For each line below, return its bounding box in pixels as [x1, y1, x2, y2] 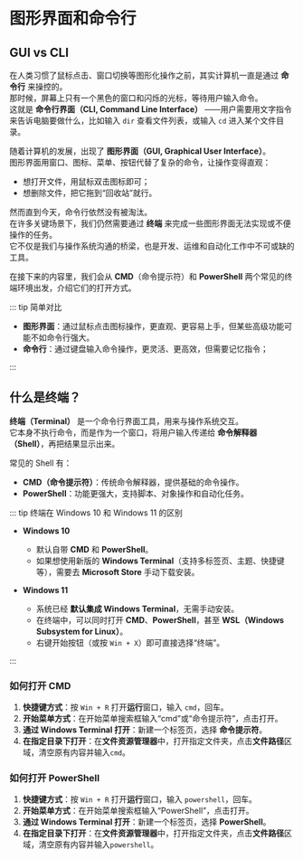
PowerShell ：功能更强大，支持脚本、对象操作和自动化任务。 [22, 487, 249, 498]
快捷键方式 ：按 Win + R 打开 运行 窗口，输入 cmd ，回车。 [22, 702, 229, 713]
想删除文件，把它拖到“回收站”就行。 [22, 187, 157, 198]
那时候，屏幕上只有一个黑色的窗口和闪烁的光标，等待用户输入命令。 [9, 92, 263, 103]
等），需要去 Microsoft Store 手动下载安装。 [35, 566, 200, 577]
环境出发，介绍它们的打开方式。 [16, 282, 137, 293]
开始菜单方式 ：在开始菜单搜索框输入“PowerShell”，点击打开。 [22, 806, 254, 817]
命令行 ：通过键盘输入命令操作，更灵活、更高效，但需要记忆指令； [22, 344, 269, 354]
